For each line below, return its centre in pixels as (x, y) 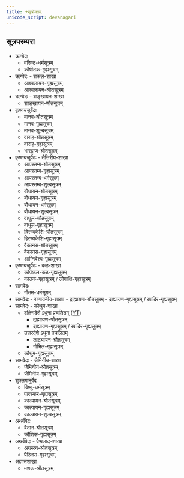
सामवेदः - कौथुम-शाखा (36, 306)
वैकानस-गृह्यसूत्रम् (40, 252)
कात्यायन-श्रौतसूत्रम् (42, 401)
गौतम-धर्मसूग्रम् (37, 292)
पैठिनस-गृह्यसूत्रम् (40, 455)
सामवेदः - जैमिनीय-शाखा (38, 360)
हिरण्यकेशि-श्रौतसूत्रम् (43, 232)
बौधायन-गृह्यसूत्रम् (40, 198)
